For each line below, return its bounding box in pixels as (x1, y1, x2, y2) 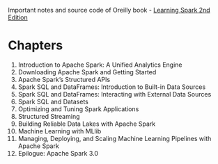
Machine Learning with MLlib (17, 126, 102, 135)
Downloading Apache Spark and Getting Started (17, 67, 157, 76)
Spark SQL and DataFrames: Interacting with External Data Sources (17, 90, 212, 98)
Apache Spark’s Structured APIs (17, 75, 111, 83)
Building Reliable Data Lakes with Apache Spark (17, 120, 156, 128)
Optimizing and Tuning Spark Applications (17, 104, 139, 113)
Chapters (8, 38, 63, 54)
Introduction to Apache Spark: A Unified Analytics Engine (17, 60, 182, 69)
